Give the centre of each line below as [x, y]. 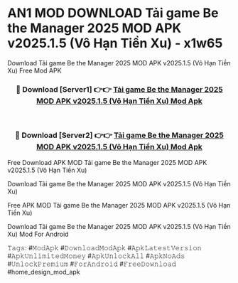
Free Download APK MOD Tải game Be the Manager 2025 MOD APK [107, 162]
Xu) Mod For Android [38, 234]
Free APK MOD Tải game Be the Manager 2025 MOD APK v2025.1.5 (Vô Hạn [119, 205]
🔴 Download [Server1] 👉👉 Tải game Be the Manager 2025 [119, 89]
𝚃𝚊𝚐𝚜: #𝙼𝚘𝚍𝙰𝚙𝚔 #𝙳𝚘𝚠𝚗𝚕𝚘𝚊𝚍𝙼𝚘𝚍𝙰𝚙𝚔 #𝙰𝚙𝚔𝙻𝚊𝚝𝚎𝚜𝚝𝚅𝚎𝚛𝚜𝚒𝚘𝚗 [105, 247]
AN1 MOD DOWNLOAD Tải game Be [113, 13]
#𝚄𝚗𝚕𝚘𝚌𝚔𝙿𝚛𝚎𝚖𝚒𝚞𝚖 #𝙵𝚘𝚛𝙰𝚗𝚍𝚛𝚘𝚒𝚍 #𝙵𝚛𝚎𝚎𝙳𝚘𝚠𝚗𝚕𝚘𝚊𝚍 [92, 264]
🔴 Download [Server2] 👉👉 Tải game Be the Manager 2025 [119, 135]
